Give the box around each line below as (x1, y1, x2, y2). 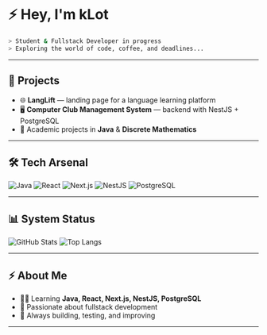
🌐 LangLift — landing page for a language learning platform (19, 95, 216, 105)
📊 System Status (8, 212, 95, 225)
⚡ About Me (8, 268, 68, 282)
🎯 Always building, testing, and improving (19, 310, 156, 320)
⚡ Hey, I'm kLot (8, 6, 109, 24)
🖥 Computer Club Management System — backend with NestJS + (19, 104, 239, 114)
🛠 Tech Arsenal (8, 156, 89, 169)
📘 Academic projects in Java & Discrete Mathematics (19, 124, 197, 134)
